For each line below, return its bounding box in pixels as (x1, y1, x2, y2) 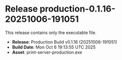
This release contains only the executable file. (5, 30, 97, 35)
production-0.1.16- (39, 3, 116, 15)
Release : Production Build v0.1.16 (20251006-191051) (12, 39, 118, 45)
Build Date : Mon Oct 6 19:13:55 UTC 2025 (12, 44, 96, 50)
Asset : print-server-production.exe (12, 49, 82, 55)
